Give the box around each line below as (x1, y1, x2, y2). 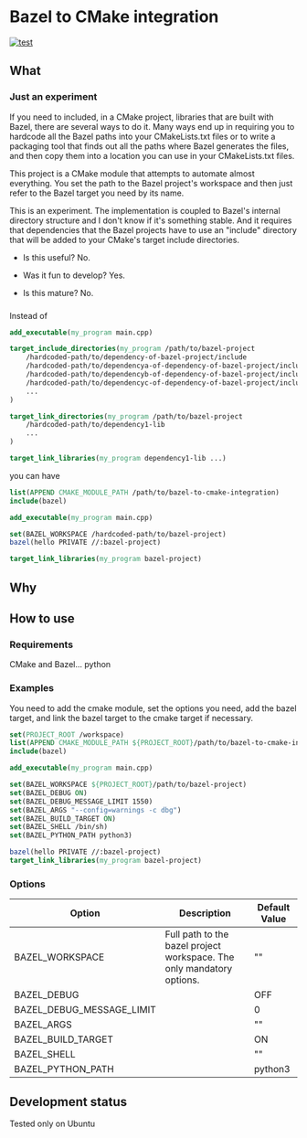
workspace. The (164, 951, 235, 963)
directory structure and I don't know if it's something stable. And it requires (9, 215, 292, 226)
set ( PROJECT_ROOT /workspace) (9, 729, 125, 739)
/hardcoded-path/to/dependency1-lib (26, 420, 166, 430)
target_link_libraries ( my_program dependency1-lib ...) (9, 454, 227, 463)
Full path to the (164, 928, 229, 941)
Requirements (9, 638, 74, 651)
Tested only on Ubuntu (9, 1118, 96, 1130)
